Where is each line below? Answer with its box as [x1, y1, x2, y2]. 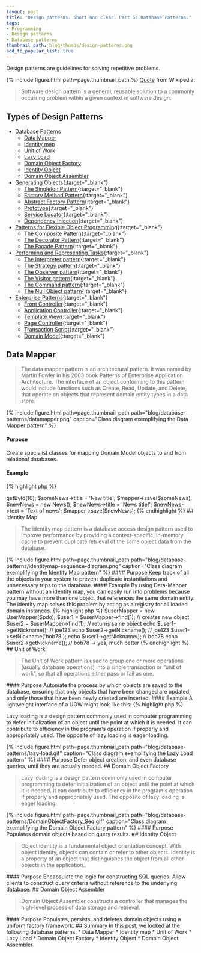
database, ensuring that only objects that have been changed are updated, [6, 688, 191, 695]
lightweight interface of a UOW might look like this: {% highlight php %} [6, 700, 184, 708]
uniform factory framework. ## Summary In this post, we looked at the [6, 922, 180, 929]
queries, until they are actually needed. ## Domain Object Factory [6, 762, 169, 769]
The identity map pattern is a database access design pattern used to [20, 525, 193, 532]
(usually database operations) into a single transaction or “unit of [20, 663, 182, 671]
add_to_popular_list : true [6, 48, 74, 54]
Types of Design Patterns [6, 112, 103, 122]
